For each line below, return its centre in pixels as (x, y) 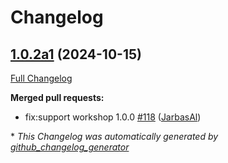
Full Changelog (41, 78)
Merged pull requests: (57, 97)
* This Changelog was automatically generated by (114, 136)
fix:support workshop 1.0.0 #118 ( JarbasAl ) (113, 117)
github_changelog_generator (70, 147)
